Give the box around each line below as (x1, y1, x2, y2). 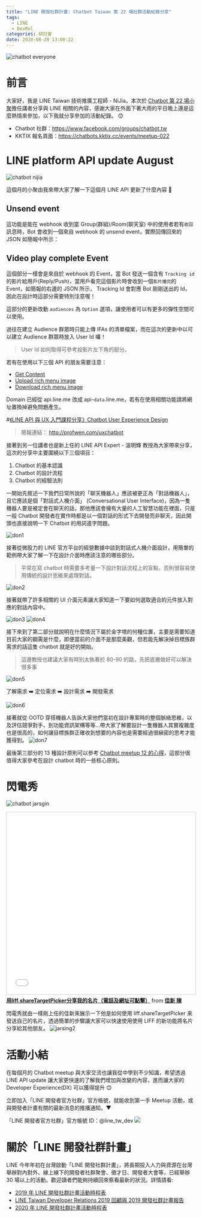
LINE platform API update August (6, 154, 174, 168)
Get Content (14, 370, 46, 378)
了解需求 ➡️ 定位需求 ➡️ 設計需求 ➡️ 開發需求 (6, 687, 114, 695)
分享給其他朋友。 (6, 1025, 49, 1032)
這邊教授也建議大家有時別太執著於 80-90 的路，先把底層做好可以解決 (20, 656, 192, 663)
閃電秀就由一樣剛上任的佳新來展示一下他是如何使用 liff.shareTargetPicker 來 (6, 1010, 193, 1017)
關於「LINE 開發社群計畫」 (6, 1140, 137, 1154)
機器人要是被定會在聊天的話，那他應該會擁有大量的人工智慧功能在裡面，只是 (6, 504, 195, 512)
